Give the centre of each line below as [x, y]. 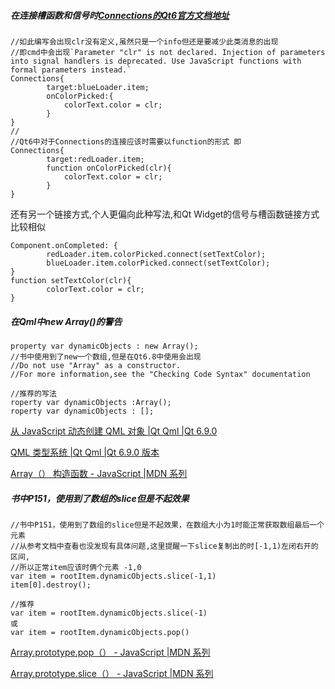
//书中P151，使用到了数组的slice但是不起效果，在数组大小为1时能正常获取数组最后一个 [167, 525]
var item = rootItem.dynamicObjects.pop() [100, 632]
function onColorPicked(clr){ [109, 168]
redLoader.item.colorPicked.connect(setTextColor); [156, 254]
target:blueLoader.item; [98, 87]
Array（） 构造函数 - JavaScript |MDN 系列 [99, 473]
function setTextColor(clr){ [71, 280]
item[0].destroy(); [51, 585]
